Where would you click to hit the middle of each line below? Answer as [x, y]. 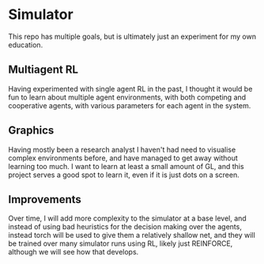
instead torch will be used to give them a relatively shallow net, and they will [132, 236]
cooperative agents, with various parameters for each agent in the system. [130, 105]
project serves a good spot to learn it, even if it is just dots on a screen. [124, 175]
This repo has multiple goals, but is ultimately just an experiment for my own [132, 36]
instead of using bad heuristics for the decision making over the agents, [125, 227]
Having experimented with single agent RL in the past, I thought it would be [130, 89]
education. [26, 44]
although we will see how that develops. [74, 252]
